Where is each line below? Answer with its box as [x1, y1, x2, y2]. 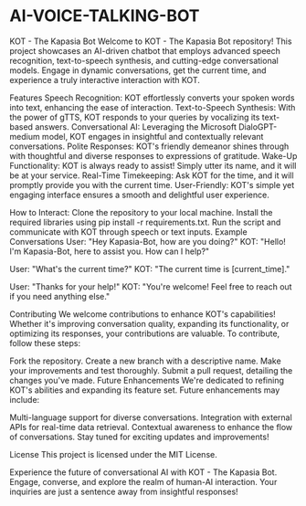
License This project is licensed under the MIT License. [9, 448, 217, 459]
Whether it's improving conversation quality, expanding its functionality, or [9, 318, 290, 329]
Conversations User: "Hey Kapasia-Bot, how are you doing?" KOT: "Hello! [9, 236, 286, 247]
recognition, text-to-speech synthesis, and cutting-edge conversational [9, 55, 279, 66]
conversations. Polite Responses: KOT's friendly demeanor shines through [9, 141, 290, 152]
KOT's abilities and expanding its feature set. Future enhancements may [9, 385, 280, 395]
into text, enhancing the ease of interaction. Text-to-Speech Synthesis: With [9, 101, 296, 112]
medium [9, 131, 40, 142]
